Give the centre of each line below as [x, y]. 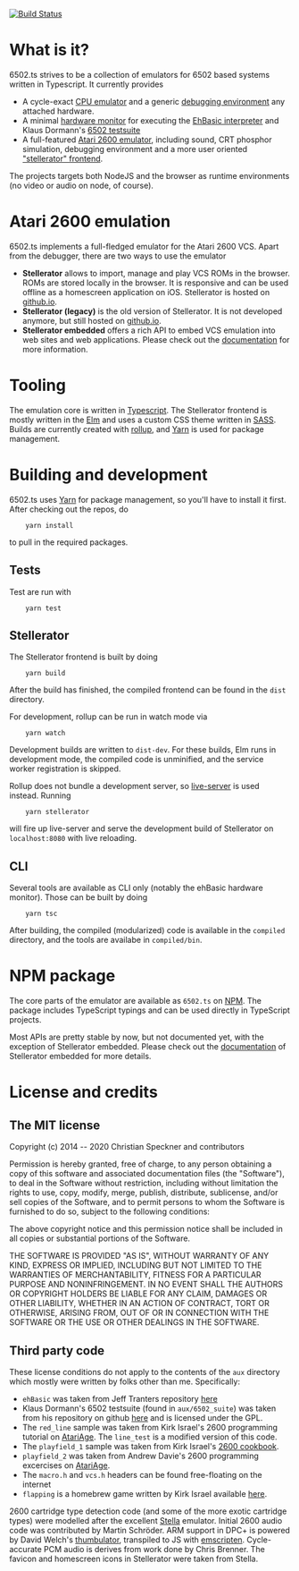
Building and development [108, 475]
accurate [25, 1549]
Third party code [57, 1350]
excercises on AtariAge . [66, 1465]
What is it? [50, 50]
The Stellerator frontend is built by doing [83, 657]
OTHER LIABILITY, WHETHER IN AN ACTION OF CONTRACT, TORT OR [139, 1304]
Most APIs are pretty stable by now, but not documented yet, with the [137, 1037]
